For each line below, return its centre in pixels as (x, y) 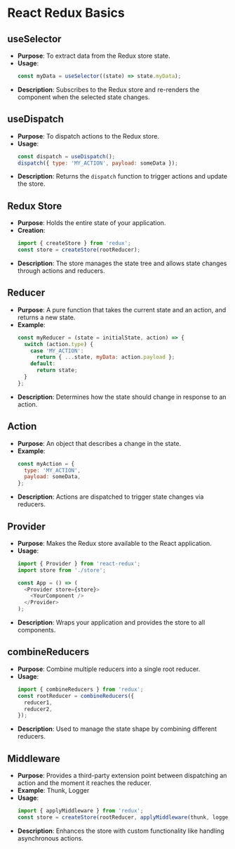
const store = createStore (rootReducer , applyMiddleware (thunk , (113, 817)
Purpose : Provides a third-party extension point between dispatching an (122, 776)
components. (36, 630)
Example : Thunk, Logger (53, 791)
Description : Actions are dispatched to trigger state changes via (110, 497)
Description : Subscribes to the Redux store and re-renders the (108, 89)
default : (43, 364)
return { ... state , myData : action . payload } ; (106, 357)
